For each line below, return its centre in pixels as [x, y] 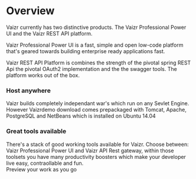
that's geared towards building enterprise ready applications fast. [86, 51]
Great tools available [36, 131]
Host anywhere [29, 90]
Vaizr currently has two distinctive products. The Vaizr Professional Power [96, 27]
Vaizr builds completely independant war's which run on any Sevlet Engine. [98, 103]
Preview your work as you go [41, 169]
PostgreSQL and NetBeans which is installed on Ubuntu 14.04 [81, 116]
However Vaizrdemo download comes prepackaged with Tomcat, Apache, [97, 110]
